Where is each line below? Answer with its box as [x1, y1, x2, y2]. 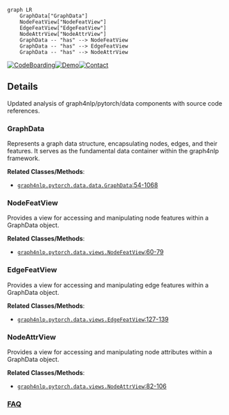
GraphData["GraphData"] [19, 12, 89, 19]
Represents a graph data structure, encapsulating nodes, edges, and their [7, 139, 218, 148]
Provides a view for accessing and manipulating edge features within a [7, 280, 209, 289]
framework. [7, 154, 40, 162]
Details [7, 81, 38, 93]
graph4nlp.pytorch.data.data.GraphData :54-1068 [17, 181, 158, 189]
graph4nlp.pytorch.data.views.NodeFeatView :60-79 [17, 248, 164, 256]
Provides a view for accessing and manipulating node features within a [7, 214, 209, 222]
